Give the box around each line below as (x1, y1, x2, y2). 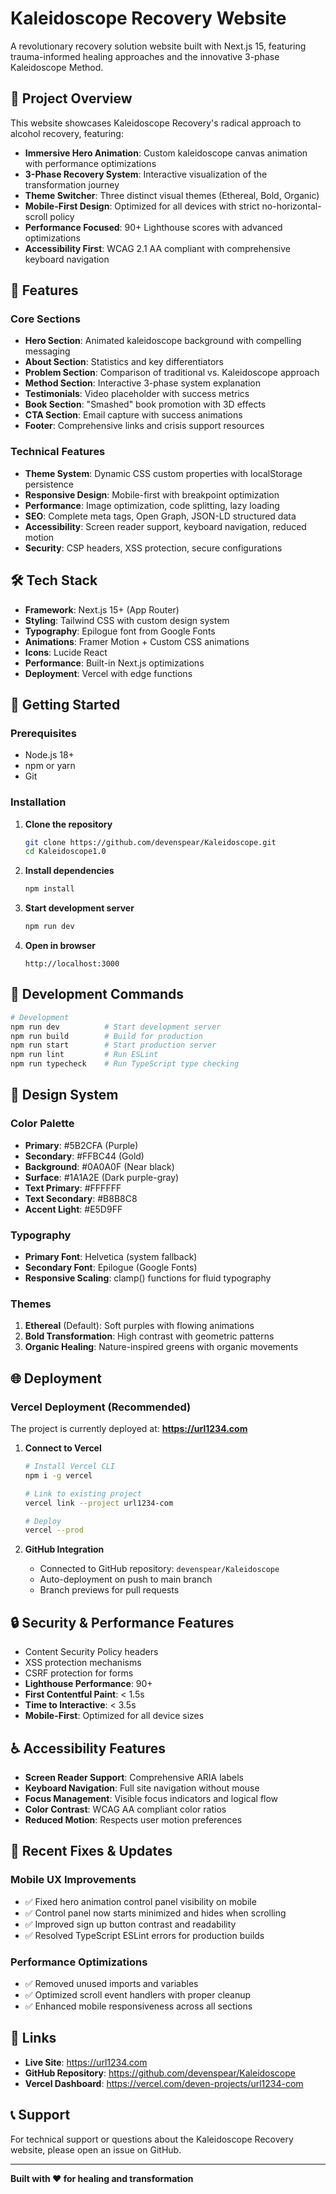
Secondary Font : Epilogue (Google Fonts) (24, 1262, 198, 1274)
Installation (10, 795, 67, 809)
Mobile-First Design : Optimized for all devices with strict (24, 200, 260, 212)
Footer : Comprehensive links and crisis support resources (24, 420, 265, 432)
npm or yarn (24, 760, 76, 772)
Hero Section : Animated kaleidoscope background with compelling (24, 335, 302, 347)
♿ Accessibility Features (10, 1740, 166, 1757)
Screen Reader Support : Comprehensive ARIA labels (24, 1771, 244, 1783)
